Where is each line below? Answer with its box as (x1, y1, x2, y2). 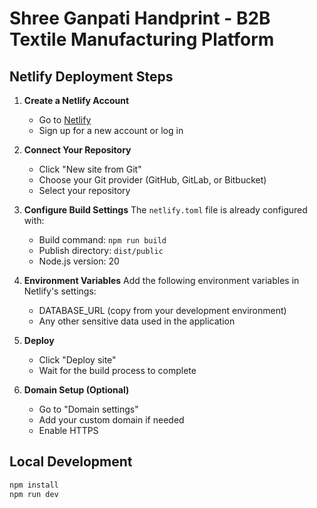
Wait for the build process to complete (38, 365, 197, 376)
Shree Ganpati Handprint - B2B (9, 7, 271, 30)
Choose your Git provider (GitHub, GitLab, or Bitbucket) (38, 174, 267, 186)
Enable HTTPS (38, 425, 99, 436)
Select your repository (38, 185, 131, 196)
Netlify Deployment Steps (9, 68, 174, 85)
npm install (9, 480, 59, 490)
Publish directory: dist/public (38, 245, 164, 256)
